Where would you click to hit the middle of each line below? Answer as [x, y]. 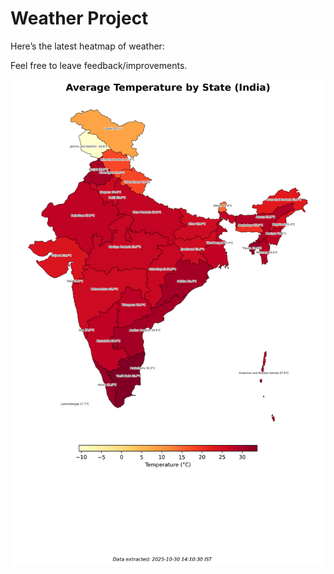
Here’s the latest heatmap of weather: [87, 46]
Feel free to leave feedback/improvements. [99, 65]
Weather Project [79, 18]
